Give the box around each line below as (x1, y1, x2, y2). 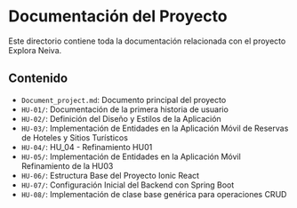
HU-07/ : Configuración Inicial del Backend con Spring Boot (20, 180, 235, 190)
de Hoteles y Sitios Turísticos (20, 132, 128, 143)
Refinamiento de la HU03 (20, 160, 114, 171)
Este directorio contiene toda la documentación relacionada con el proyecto (8, 36, 286, 46)
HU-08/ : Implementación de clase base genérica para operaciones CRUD (20, 188, 287, 199)
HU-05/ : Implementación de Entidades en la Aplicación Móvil (20, 151, 241, 162)
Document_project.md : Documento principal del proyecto (20, 94, 227, 105)
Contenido (8, 71, 68, 86)
